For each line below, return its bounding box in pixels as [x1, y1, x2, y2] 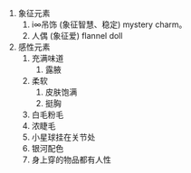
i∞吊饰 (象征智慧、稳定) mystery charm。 [31, 19, 187, 30]
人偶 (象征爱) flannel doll [31, 31, 123, 41]
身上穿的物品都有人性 [31, 154, 111, 165]
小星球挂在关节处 [31, 132, 96, 142]
